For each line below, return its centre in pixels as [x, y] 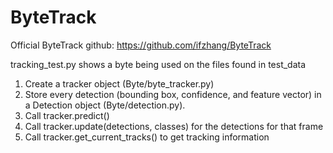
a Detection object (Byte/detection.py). [105, 105]
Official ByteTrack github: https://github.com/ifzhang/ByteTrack [141, 45]
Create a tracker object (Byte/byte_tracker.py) [119, 83]
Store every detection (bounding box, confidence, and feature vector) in [173, 94]
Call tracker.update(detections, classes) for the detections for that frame [174, 126]
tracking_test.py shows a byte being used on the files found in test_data [158, 64]
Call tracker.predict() [67, 115]
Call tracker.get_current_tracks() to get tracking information [147, 137]
